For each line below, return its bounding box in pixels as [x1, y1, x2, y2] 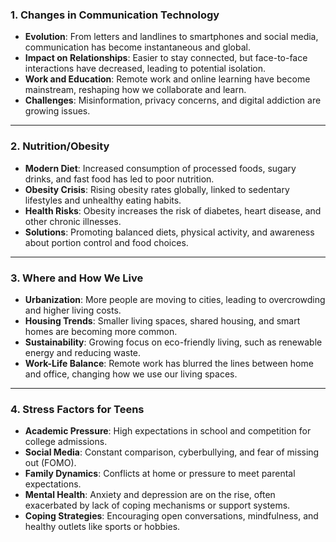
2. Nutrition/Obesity [10, 139, 110, 153]
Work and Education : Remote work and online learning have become [24, 73, 311, 85]
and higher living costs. [24, 304, 122, 316]
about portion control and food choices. [24, 236, 189, 248]
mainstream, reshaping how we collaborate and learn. [24, 84, 247, 96]
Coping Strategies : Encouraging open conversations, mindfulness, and [24, 510, 319, 522]
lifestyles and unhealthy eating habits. [24, 194, 182, 206]
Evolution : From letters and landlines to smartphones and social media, [24, 31, 319, 43]
